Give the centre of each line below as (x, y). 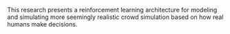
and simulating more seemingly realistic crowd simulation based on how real (115, 17)
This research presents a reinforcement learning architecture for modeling (112, 10)
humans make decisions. (42, 24)
